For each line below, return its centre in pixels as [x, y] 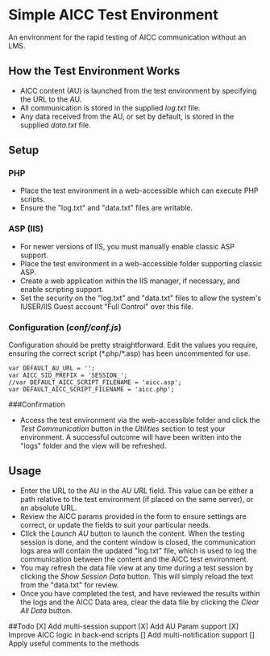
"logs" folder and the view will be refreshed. [93, 446]
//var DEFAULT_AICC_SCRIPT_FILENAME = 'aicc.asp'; [95, 382]
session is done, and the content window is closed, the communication [138, 541]
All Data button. [46, 610]
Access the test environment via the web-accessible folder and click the [140, 420]
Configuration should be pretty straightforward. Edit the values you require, [133, 345]
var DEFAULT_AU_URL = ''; [52, 369]
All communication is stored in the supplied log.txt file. [110, 107]
